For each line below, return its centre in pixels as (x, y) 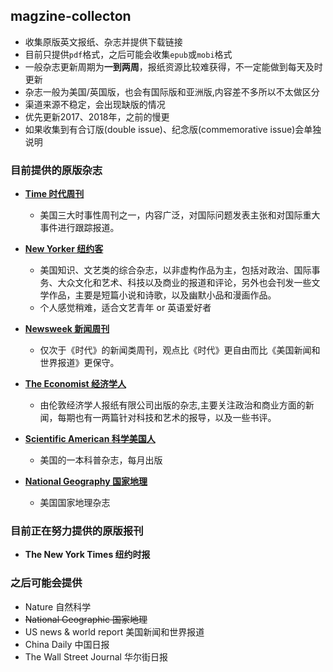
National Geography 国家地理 (86, 481)
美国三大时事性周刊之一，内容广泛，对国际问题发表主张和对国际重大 (180, 215)
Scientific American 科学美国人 (90, 439)
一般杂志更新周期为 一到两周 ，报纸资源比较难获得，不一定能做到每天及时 (173, 66)
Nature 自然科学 (58, 606)
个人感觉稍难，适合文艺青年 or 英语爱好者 (125, 308)
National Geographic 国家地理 (86, 619)
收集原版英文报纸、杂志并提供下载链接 (103, 41)
